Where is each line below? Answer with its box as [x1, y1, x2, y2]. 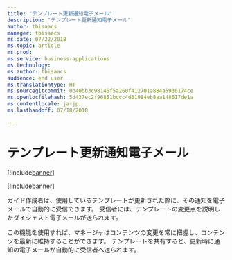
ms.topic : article [7, 42, 60, 49]
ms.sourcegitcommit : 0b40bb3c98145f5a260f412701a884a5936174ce [7, 87, 194, 94]
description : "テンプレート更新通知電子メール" [7, 17, 132, 24]
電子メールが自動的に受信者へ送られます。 [19, 245, 141, 254]
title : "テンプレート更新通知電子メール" [7, 10, 113, 17]
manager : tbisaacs [7, 29, 60, 37]
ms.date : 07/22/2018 [7, 36, 67, 43]
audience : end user [7, 74, 64, 82]
